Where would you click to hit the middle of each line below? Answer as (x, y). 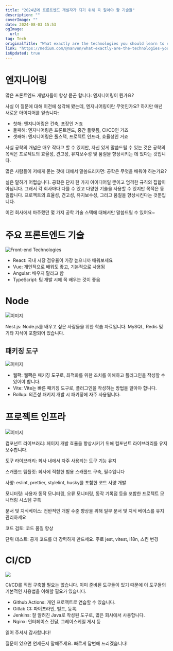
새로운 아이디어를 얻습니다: (32, 113)
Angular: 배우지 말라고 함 (38, 273)
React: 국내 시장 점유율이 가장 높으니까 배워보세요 (63, 260)
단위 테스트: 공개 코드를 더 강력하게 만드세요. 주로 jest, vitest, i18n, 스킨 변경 (82, 539)
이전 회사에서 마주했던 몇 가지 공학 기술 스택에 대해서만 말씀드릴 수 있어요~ (80, 213)
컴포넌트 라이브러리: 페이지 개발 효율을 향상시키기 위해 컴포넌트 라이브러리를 (82, 444)
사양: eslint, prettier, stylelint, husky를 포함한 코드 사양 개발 (66, 483)
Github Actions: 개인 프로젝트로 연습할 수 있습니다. (64, 602)
